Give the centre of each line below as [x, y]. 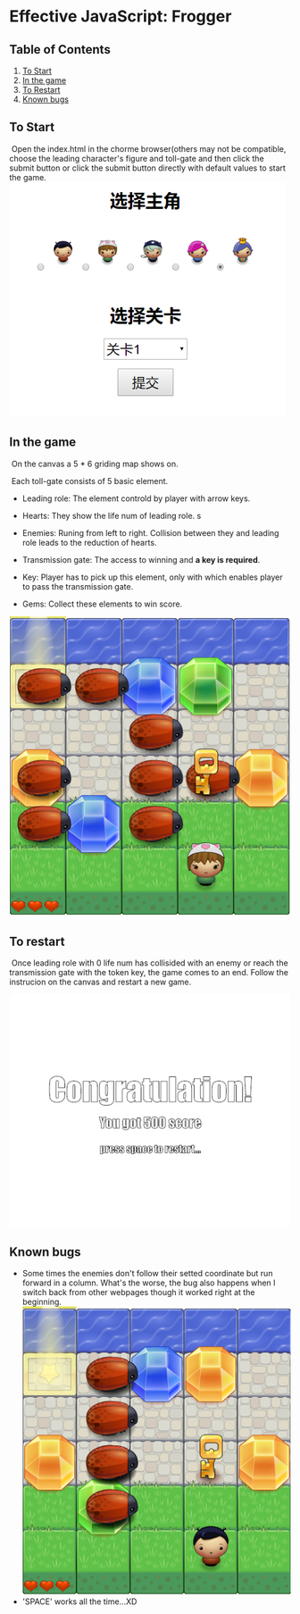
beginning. [42, 1302]
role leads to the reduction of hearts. [89, 542]
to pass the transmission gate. [78, 586]
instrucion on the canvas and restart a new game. [100, 982]
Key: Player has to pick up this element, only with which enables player [152, 577]
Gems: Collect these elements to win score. [102, 604]
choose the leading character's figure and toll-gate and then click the [137, 158]
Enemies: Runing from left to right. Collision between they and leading [150, 532]
